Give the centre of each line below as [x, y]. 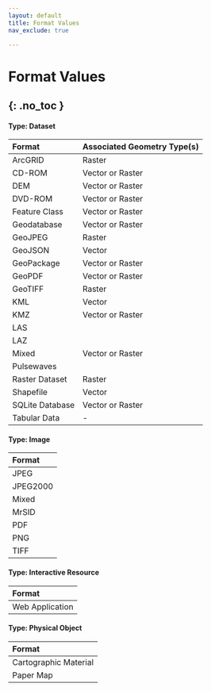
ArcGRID [29, 160]
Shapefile [30, 392]
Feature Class [38, 212]
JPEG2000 [33, 486]
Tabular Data [36, 418]
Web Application [43, 606]
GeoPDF [28, 276]
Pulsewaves [35, 367]
